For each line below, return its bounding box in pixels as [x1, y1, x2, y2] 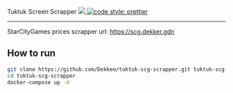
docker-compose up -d [7, 78, 70, 86]
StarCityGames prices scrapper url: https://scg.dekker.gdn [7, 28, 175, 35]
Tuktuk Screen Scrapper [7, 8, 77, 15]
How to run [7, 47, 56, 59]
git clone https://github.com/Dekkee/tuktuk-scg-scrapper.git [7, 66, 191, 73]
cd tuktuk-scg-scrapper [7, 72, 76, 79]
